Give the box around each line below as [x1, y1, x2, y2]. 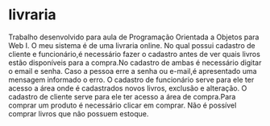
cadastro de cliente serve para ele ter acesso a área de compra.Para [8, 91, 236, 101]
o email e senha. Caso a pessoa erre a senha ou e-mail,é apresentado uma [8, 66, 257, 75]
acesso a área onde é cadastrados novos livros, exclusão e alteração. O [8, 83, 247, 93]
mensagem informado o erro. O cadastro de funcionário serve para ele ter [8, 75, 255, 84]
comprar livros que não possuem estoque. [8, 108, 149, 118]
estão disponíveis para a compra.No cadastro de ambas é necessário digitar [8, 58, 262, 67]
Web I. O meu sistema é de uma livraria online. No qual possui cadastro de [8, 40, 255, 50]
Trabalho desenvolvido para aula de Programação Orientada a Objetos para [8, 32, 260, 42]
